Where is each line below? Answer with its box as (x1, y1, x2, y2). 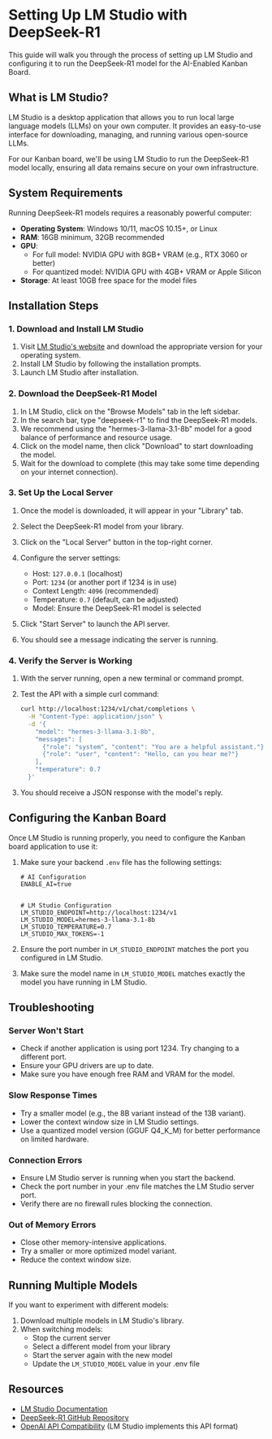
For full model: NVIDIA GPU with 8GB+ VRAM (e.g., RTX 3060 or (32, 250, 248, 259)
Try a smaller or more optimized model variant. (19, 1246, 177, 1256)
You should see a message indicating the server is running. (19, 634, 218, 644)
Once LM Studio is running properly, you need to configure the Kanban (8, 833, 246, 842)
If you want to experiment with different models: (8, 1300, 169, 1310)
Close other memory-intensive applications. (19, 1237, 167, 1247)
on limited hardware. (19, 1134, 89, 1144)
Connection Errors (8, 1154, 83, 1166)
